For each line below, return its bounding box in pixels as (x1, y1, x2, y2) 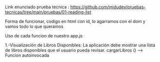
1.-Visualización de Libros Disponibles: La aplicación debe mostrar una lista (5, 42, 156, 48)
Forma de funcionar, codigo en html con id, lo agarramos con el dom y (5, 19, 145, 24)
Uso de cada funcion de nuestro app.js (5, 33, 83, 38)
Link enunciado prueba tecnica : (5, 4, 69, 10)
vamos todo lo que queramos (5, 24, 64, 29)
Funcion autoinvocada (5, 52, 49, 58)
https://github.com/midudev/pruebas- (70, 4, 146, 10)
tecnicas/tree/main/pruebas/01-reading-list (5, 9, 91, 15)
